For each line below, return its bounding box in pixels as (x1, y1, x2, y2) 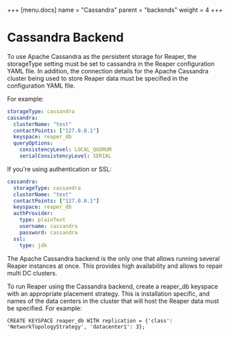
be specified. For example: (7, 304, 82, 312)
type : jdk (19, 242, 48, 249)
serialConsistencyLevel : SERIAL (19, 153, 112, 160)
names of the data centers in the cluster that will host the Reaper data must (7, 297, 219, 305)
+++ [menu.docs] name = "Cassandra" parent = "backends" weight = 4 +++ (7, 6, 223, 14)
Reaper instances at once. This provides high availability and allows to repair (7, 262, 223, 270)
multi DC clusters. (7, 269, 57, 277)
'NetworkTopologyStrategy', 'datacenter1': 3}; (7, 323, 146, 330)
